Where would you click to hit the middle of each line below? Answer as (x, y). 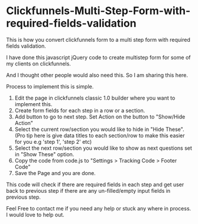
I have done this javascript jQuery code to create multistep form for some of (98, 57)
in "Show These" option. (44, 154)
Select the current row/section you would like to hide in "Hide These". (99, 129)
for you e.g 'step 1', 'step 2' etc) (53, 141)
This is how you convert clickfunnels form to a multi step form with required (98, 39)
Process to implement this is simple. (50, 86)
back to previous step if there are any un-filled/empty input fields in (88, 190)
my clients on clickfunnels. (38, 64)
